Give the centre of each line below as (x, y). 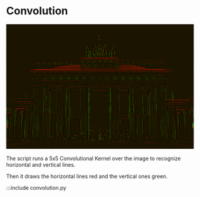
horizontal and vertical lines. (41, 164)
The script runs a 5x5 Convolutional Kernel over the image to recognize (93, 158)
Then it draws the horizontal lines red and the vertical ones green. (87, 176)
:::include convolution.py (36, 187)
